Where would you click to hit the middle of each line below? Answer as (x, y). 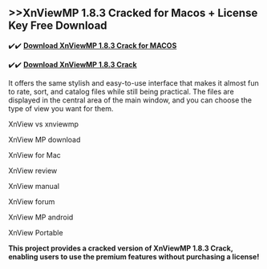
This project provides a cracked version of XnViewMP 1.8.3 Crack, (121, 248)
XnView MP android (41, 217)
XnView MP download (44, 139)
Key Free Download (58, 26)
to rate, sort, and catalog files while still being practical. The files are (121, 91)
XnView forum (32, 201)
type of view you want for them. (61, 108)
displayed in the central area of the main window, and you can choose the (130, 100)
